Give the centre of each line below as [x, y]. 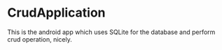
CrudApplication [57, 13]
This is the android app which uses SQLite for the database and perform [111, 32]
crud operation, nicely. [40, 39]
